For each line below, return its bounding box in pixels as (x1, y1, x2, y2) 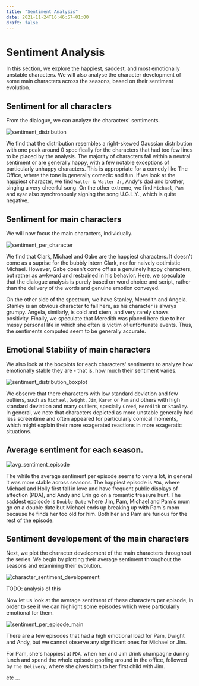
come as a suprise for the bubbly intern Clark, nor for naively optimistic (6, 259, 181, 266)
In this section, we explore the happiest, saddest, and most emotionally (6, 65, 180, 72)
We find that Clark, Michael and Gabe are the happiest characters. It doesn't (6, 253, 192, 260)
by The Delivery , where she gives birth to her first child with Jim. (6, 663, 165, 670)
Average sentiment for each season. (6, 445, 144, 455)
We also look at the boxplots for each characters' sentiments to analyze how (6, 360, 193, 367)
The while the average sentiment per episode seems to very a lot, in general (6, 472, 192, 479)
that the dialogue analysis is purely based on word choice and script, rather (6, 278, 191, 285)
